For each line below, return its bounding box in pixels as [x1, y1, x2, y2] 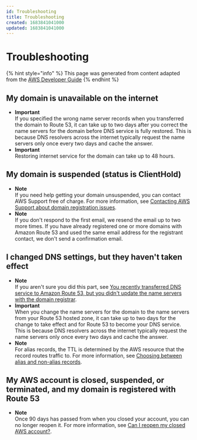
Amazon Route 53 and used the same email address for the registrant [14, 229, 183, 236]
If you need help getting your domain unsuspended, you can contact [14, 191, 181, 198]
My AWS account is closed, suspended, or [6, 375, 165, 385]
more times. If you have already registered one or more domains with [14, 222, 182, 229]
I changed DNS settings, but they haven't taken [6, 252, 182, 262]
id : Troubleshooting [6, 8, 57, 15]
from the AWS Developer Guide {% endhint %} [6, 76, 119, 83]
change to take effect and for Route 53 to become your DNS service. [14, 321, 181, 328]
